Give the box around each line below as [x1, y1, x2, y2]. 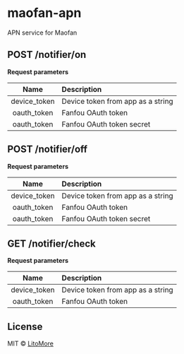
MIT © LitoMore [7, 339, 54, 348]
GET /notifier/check [7, 237, 97, 249]
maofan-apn [7, 5, 82, 21]
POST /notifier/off [7, 143, 88, 155]
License [7, 320, 43, 333]
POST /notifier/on [7, 49, 87, 61]
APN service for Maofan [7, 28, 78, 37]
